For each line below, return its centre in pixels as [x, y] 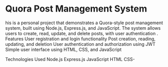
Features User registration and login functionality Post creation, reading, [80, 39]
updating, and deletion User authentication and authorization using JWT [80, 44]
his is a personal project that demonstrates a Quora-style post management [84, 23]
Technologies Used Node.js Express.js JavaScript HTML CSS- [70, 59]
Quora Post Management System [76, 9]
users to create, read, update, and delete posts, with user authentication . [82, 33]
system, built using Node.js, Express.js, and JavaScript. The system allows [83, 28]
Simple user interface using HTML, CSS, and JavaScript [64, 49]
